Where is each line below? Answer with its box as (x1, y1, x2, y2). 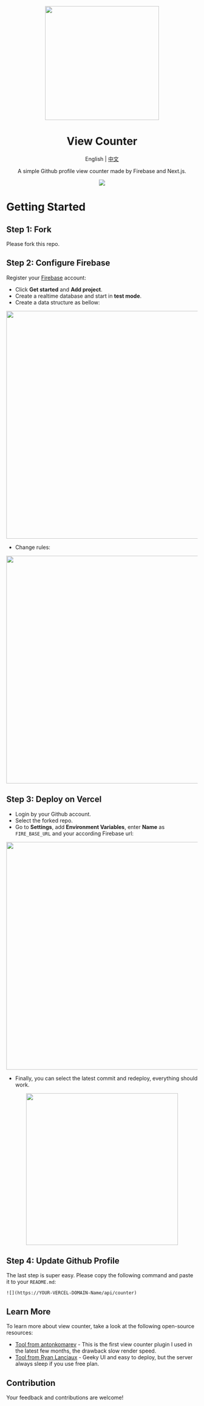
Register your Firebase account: (6, 274, 86, 281)
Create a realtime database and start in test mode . (15, 292, 142, 299)
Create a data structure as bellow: (15, 298, 100, 306)
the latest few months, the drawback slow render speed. (15, 1347, 157, 1354)
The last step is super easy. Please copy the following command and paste (6, 1272, 194, 1279)
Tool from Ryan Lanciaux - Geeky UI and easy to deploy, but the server (15, 1354, 193, 1361)
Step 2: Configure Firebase (6, 258, 110, 268)
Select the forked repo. (15, 817, 73, 824)
